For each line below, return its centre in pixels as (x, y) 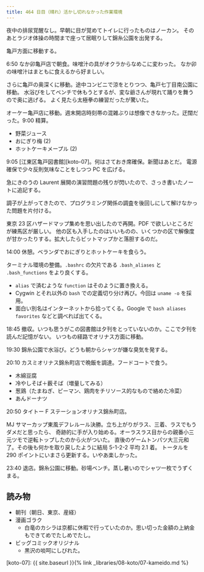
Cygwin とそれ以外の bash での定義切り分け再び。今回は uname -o (97, 293)
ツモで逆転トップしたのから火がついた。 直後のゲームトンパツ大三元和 (100, 439)
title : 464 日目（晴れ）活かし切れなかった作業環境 (65, 12)
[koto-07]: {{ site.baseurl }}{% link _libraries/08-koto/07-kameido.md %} (97, 563)
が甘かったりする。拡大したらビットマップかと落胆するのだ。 (84, 238)
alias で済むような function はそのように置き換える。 (83, 285)
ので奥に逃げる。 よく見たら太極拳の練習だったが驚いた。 (79, 100)
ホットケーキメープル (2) (46, 148)
